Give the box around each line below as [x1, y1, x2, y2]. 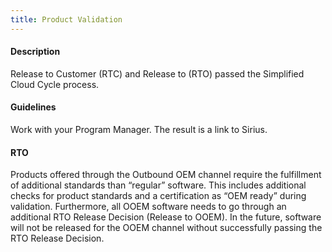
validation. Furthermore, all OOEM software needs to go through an [10, 201, 287, 213]
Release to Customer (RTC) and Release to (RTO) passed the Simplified [10, 67, 305, 80]
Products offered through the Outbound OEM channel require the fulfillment [10, 169, 322, 181]
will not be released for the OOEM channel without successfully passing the [10, 222, 323, 234]
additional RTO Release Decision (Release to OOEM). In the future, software [10, 211, 322, 223]
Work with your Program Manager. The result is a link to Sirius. [10, 124, 268, 136]
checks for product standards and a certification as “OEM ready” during [10, 190, 307, 202]
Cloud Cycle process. [10, 78, 100, 90]
